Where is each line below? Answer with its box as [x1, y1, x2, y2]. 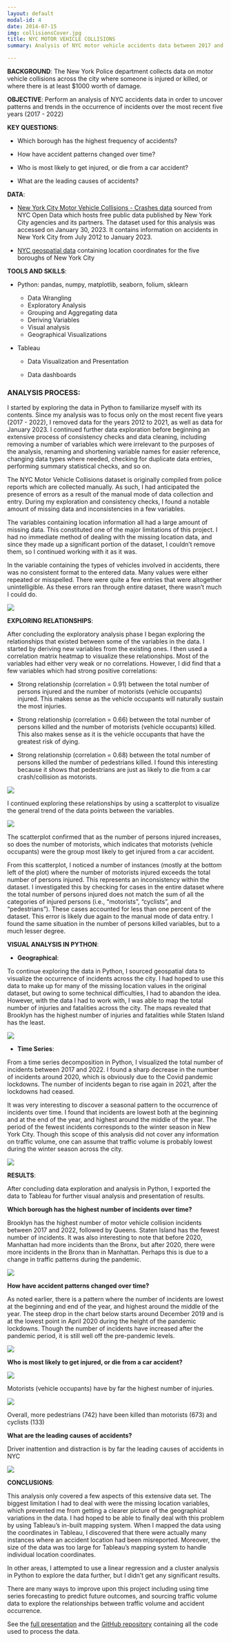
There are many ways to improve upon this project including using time [7, 1585, 209, 1593]
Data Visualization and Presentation [27, 357, 129, 365]
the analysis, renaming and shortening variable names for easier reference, [7, 447, 221, 456]
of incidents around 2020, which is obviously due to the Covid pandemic [7, 1073, 214, 1081]
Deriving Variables [27, 316, 80, 324]
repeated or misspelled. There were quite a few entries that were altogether [7, 576, 222, 584]
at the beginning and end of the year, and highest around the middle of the [7, 1302, 219, 1311]
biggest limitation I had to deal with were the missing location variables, [7, 1499, 210, 1507]
